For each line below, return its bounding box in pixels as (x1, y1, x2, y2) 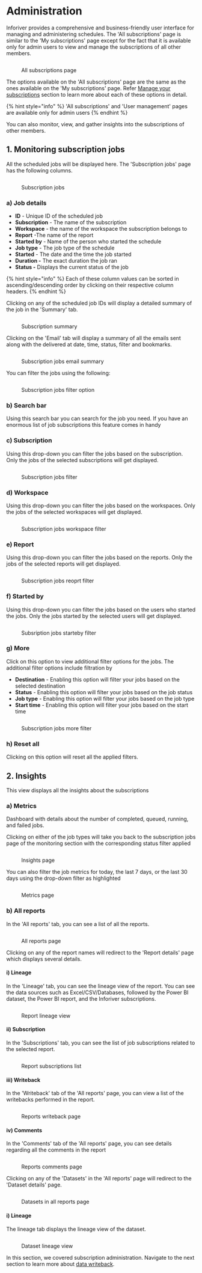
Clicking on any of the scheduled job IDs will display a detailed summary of (6, 299, 192, 307)
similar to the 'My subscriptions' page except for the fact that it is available (6, 37, 191, 44)
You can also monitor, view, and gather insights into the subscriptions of (6, 120, 185, 127)
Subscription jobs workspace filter (21, 525, 106, 533)
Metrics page (21, 891, 54, 899)
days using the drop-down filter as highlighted (6, 875, 121, 882)
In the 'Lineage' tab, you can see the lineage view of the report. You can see (6, 982, 195, 989)
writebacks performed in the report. (6, 1096, 95, 1104)
